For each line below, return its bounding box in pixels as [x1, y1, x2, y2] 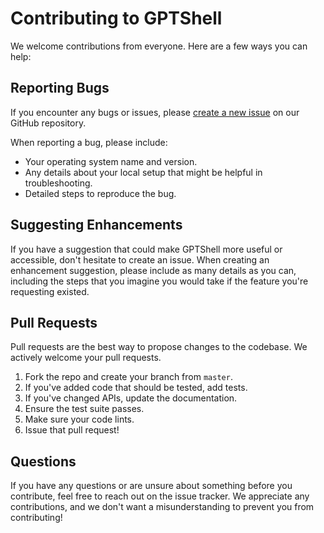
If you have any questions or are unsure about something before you [10, 480, 293, 492]
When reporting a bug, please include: [10, 136, 168, 148]
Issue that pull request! [24, 424, 120, 436]
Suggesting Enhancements [10, 217, 183, 234]
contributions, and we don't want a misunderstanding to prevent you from [10, 501, 315, 513]
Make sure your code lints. [24, 413, 135, 426]
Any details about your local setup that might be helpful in [24, 166, 263, 178]
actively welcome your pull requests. [10, 352, 162, 364]
